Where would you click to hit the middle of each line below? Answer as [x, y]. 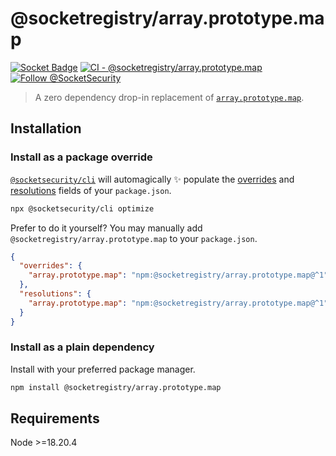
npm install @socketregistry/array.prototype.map [116, 387]
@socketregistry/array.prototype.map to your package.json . [134, 238]
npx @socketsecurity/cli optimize [82, 208]
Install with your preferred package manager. [103, 369]
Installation [46, 128]
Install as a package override [81, 157]
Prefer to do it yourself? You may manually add [106, 228]
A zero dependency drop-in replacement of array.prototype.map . [169, 97]
